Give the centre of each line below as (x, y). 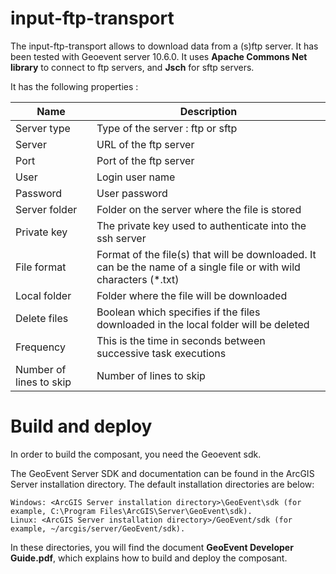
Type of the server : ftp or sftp (167, 128)
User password (132, 193)
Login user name (136, 177)
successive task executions (161, 353)
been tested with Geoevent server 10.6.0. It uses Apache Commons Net (159, 56)
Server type (43, 128)
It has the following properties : (74, 86)
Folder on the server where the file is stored (199, 209)
